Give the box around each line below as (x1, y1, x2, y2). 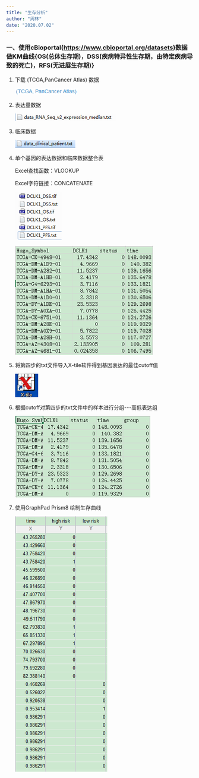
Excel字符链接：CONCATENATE (14, 179, 93, 186)
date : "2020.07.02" (6, 22, 55, 28)
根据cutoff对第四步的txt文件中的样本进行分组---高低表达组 (14, 404, 158, 411)
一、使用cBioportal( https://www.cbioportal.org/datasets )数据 (6, 43, 188, 52)
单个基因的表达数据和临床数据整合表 (14, 154, 104, 162)
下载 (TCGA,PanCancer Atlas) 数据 (14, 76, 99, 83)
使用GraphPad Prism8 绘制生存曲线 (14, 504, 102, 511)
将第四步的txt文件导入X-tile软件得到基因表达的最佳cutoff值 (14, 361, 159, 368)
